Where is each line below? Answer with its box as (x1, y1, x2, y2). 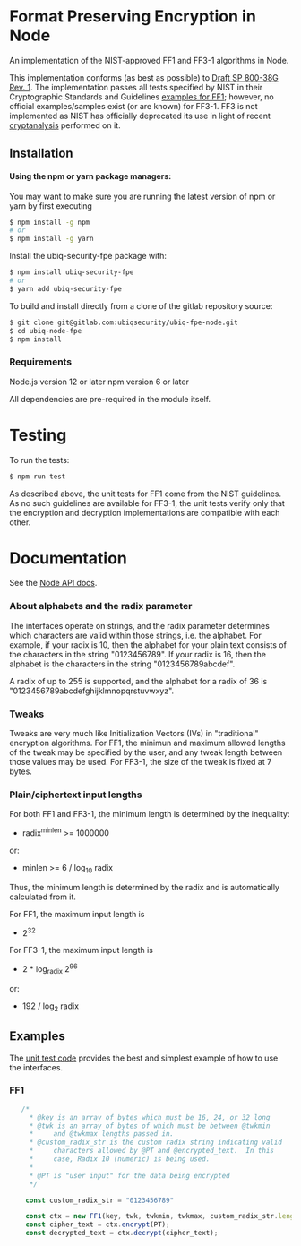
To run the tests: (9, 454, 70, 465)
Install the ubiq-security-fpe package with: (9, 251, 168, 262)
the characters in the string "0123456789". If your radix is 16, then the (9, 649, 267, 659)
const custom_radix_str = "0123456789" (25, 1196, 175, 1205)
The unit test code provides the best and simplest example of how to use (9, 1053, 279, 1063)
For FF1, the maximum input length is (9, 908, 145, 919)
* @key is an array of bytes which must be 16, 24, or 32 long (29, 1113, 271, 1121)
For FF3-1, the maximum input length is (9, 945, 154, 956)
